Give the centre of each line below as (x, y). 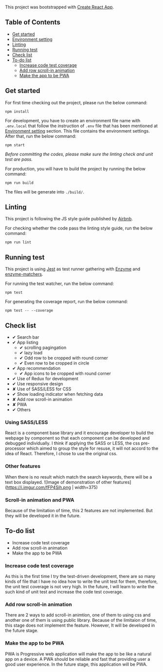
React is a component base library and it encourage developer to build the (80, 433)
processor (15, 448)
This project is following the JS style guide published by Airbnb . (69, 219)
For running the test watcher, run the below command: (60, 284)
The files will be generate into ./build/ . (45, 192)
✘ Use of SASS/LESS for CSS (42, 389)
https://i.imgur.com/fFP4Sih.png (39, 487)
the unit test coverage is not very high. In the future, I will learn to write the (80, 587)
